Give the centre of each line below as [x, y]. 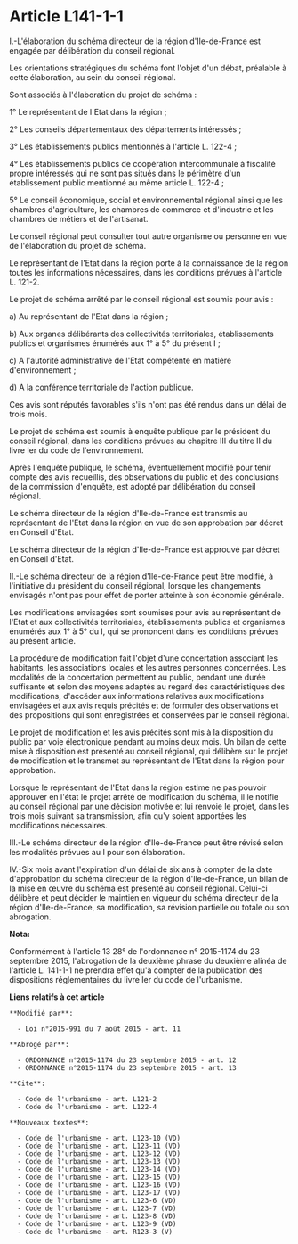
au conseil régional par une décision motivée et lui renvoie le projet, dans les [149, 806]
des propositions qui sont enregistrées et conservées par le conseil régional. [149, 714]
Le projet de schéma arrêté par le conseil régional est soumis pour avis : [141, 299]
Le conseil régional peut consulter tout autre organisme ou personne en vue [148, 236]
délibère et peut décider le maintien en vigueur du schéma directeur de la [144, 897]
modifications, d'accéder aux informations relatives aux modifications [137, 696]
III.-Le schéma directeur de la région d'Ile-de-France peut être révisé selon [146, 842]
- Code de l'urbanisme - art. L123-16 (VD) [99, 1185]
